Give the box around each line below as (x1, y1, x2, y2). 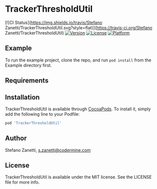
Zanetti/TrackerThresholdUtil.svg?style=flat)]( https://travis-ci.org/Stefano (5, 24, 153, 30)
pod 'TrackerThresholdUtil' (5, 121, 62, 126)
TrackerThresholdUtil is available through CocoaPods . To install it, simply (5, 106, 151, 112)
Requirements (5, 77, 49, 85)
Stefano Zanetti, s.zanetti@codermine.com (5, 147, 91, 153)
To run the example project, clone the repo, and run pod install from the (5, 57, 152, 63)
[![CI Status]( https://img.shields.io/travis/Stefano (5, 20, 103, 25)
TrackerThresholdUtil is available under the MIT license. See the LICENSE (5, 174, 152, 180)
